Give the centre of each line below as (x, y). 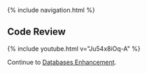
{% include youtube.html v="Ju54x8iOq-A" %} (74, 49)
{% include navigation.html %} (51, 10)
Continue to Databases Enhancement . (62, 62)
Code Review (37, 32)
